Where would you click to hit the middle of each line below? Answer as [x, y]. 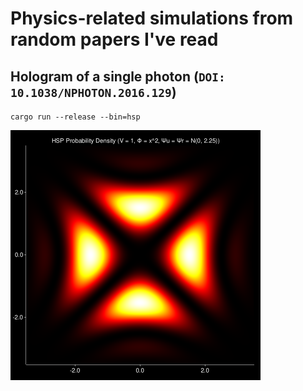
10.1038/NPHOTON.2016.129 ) [93, 92]
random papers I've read [114, 39]
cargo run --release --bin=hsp [75, 117]
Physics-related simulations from [152, 18]
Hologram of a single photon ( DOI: [118, 76]
